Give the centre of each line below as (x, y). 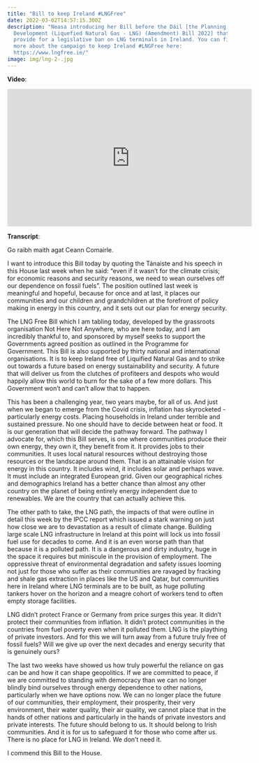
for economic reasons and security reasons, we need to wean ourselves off (116, 278)
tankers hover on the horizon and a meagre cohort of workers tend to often (115, 593)
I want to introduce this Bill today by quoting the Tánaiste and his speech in (115, 263)
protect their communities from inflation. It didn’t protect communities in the (116, 622)
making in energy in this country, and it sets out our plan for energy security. (117, 307)
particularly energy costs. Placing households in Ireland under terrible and (114, 416)
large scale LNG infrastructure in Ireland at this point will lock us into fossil (114, 534)
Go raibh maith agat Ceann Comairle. (60, 249)
